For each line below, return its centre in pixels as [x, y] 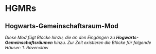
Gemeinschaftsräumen [29, 43]
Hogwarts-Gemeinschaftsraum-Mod [62, 26]
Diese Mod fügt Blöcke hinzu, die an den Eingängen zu [60, 37]
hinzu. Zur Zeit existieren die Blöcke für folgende [103, 43]
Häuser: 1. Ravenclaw [27, 48]
